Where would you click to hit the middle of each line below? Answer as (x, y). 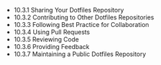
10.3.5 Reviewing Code (46, 39)
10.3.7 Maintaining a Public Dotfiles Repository (80, 54)
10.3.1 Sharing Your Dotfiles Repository (69, 10)
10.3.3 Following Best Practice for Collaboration (81, 25)
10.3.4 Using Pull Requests (52, 32)
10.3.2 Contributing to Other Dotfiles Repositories (84, 17)
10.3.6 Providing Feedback (52, 47)
